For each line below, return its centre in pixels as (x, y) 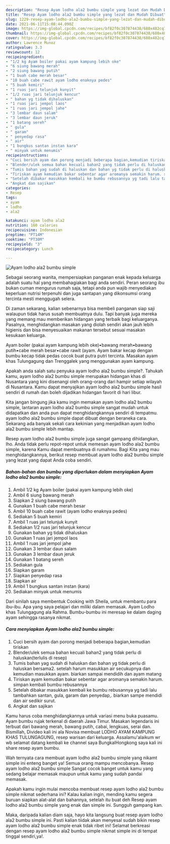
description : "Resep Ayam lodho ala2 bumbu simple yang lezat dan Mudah (84, 10)
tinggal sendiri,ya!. (25, 836)
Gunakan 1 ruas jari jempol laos (45, 538)
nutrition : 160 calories (32, 226)
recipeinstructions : (27, 155)
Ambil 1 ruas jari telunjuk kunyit (45, 522)
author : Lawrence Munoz (31, 43)
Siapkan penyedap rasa (38, 576)
